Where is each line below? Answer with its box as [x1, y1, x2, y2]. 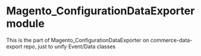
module [6, 17, 45, 30]
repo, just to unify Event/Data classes [23, 43, 115, 50]
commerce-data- [150, 36, 193, 43]
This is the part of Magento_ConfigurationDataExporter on [6, 36, 150, 43]
